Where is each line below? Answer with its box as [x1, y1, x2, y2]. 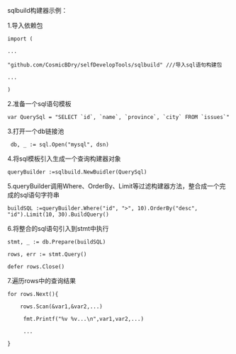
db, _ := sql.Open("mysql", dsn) [10, 141, 110, 148]
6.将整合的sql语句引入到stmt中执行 [7, 224, 109, 232]
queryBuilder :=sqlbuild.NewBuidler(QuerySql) [7, 169, 147, 176]
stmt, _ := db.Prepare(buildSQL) [7, 239, 106, 246]
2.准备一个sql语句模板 [7, 100, 72, 108]
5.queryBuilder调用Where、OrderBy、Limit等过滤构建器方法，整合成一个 [7, 182, 220, 190]
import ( [7, 35, 33, 42]
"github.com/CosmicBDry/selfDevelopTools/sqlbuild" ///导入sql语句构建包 [7, 62, 223, 69]
